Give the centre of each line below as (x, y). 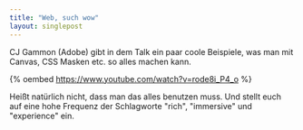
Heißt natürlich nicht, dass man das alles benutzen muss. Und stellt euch (145, 97)
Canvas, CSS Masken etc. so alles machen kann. (101, 61)
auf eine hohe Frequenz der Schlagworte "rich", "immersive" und (131, 106)
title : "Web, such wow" (54, 18)
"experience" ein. (42, 116)
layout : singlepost (46, 26)
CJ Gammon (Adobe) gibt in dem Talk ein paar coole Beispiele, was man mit (151, 51)
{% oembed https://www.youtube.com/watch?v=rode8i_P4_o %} (131, 79)
